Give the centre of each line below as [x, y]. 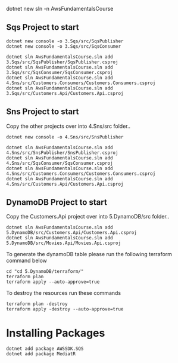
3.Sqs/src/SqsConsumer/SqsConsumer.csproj [60, 72]
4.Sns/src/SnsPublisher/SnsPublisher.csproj [62, 153]
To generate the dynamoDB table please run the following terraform [89, 254]
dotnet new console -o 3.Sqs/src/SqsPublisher [65, 41]
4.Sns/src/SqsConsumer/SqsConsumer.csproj [60, 163]
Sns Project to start [43, 112]
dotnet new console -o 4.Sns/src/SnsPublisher [65, 137]
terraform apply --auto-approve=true [53, 282]
